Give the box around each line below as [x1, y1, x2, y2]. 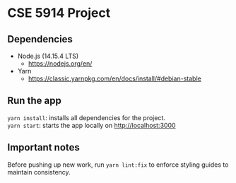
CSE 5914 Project [7, 5, 111, 21]
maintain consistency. [7, 167, 71, 176]
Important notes [7, 141, 80, 153]
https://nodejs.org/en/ [28, 59, 93, 68]
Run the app [7, 95, 61, 107]
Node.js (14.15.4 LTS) [17, 52, 79, 60]
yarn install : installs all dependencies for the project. [7, 113, 166, 122]
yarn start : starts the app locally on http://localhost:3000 [7, 121, 176, 129]
